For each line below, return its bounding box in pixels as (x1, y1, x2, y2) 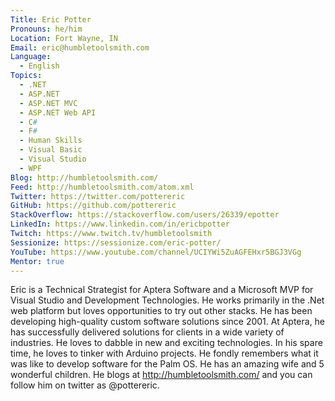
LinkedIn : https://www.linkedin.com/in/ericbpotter (10, 219, 230, 230)
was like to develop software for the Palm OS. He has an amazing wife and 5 (10, 358, 325, 370)
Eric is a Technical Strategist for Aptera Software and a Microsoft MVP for (10, 284, 314, 296)
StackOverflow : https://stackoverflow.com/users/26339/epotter (10, 210, 280, 220)
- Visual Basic (19, 145, 83, 155)
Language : (10, 52, 52, 62)
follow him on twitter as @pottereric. (10, 379, 160, 391)
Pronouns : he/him (10, 24, 83, 34)
